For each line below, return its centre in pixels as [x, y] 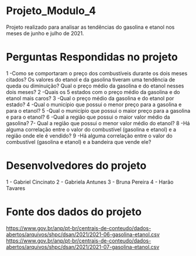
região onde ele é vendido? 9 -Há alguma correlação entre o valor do [89, 136]
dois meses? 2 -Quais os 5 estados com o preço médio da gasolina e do [93, 92]
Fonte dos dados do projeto [74, 212]
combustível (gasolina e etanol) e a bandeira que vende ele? [79, 142]
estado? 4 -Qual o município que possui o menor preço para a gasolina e [94, 105]
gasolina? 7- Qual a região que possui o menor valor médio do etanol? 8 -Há [98, 123]
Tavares [16, 188]
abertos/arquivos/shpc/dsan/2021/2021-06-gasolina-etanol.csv [83, 234]
